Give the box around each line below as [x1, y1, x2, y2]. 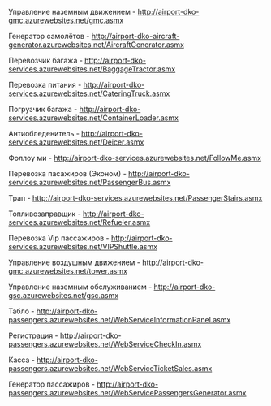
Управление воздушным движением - [8, 257, 140, 267]
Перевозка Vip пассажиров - [8, 233, 110, 243]
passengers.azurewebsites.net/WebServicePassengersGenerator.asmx [8, 388, 247, 397]
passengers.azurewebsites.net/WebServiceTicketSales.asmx [8, 364, 213, 373]
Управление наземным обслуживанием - [8, 282, 153, 292]
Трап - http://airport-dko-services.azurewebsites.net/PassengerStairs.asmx [8, 193, 263, 202]
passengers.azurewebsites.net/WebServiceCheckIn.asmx [8, 339, 202, 348]
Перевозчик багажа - [8, 56, 84, 65]
